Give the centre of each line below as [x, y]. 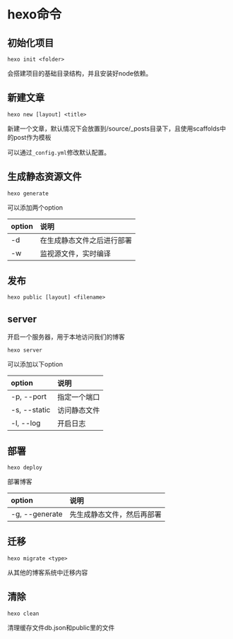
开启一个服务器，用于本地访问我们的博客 [66, 337]
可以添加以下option [35, 364]
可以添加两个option [35, 207]
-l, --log [26, 423]
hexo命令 [35, 14]
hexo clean [23, 614]
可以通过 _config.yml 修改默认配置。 [59, 152]
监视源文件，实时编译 [75, 253]
